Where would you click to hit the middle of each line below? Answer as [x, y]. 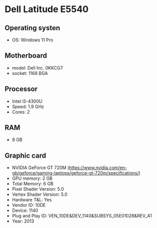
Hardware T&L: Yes [32, 200]
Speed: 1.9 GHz [28, 106]
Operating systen [33, 28]
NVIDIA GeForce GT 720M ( [41, 168]
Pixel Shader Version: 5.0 [38, 189]
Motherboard [26, 56]
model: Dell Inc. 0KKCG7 [37, 68]
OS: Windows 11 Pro [33, 40]
